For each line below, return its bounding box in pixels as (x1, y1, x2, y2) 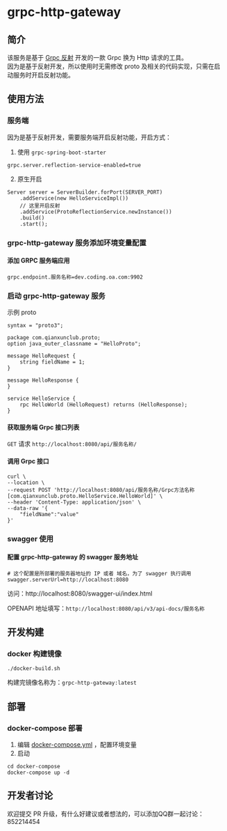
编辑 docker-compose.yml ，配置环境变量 (17, 740, 137, 749)
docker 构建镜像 (7, 649, 62, 658)
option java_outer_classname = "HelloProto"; (7, 341, 141, 348)
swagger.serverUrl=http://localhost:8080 (7, 576, 129, 583)
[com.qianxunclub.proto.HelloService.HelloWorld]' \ (7, 492, 163, 499)
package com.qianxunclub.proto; (7, 334, 101, 341)
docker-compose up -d (7, 769, 70, 777)
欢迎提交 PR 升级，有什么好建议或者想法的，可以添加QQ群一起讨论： (7, 809, 205, 818)
